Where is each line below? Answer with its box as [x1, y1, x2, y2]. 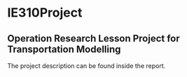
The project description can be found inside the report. [7, 62, 166, 70]
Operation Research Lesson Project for [7, 33, 180, 44]
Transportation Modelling [7, 43, 121, 55]
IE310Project [7, 5, 83, 21]
